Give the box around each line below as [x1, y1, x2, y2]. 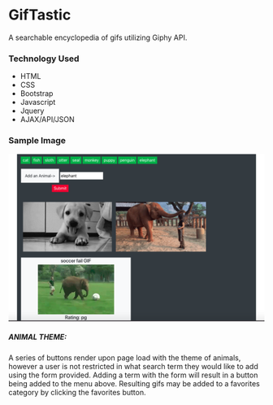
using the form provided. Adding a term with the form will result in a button [8, 370, 258, 380]
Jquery [19, 106, 45, 115]
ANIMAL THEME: [8, 332, 67, 342]
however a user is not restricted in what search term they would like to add [8, 361, 258, 371]
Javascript [19, 98, 56, 107]
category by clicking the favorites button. [8, 387, 146, 397]
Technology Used [8, 53, 80, 64]
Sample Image [8, 135, 67, 146]
